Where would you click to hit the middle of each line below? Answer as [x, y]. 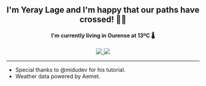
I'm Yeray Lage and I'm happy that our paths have [103, 10]
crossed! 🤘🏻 [103, 20]
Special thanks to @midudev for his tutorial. [70, 70]
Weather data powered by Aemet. [58, 76]
